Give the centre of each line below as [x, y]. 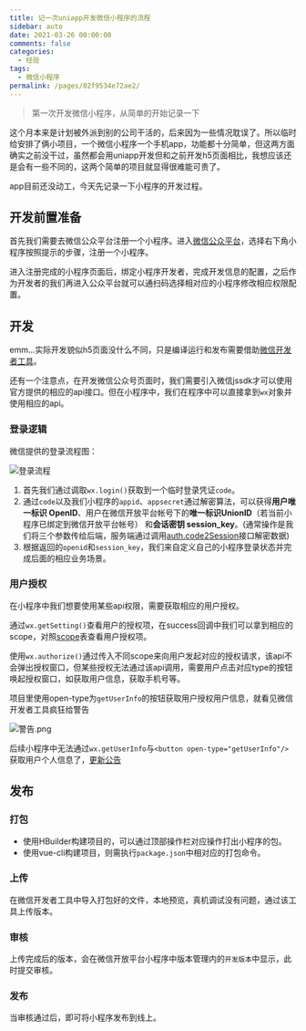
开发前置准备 [46, 218]
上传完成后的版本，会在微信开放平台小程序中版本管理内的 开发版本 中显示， [147, 959]
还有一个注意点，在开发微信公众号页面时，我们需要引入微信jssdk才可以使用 [151, 380]
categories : [32, 52]
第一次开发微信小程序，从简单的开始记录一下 [116, 113]
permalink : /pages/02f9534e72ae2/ [75, 86]
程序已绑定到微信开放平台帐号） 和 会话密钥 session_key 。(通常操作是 [154, 524]
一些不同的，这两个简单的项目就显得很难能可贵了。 [129, 166]
